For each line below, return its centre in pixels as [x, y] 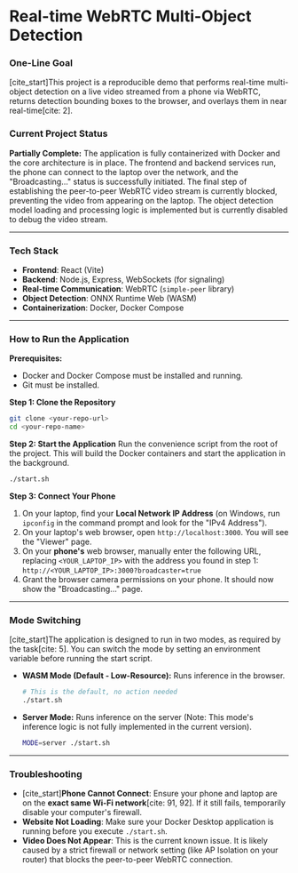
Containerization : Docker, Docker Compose [103, 308]
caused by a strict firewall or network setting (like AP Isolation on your [150, 850]
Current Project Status [59, 133]
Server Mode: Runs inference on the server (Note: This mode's [138, 717]
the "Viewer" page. [57, 541]
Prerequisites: [36, 358]
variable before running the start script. [81, 659]
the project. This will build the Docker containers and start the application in [148, 453]
